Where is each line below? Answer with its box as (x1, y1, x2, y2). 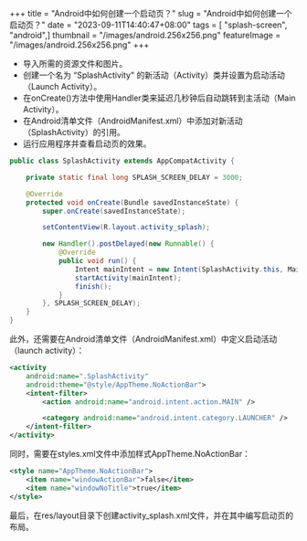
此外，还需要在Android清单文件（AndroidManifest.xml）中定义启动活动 (9, 334, 278, 345)
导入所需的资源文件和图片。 (22, 58, 128, 69)
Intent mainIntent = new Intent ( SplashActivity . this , (74, 264, 284, 274)
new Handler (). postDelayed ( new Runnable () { (42, 239, 215, 249)
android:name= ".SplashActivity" (26, 371, 149, 381)
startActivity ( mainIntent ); (74, 273, 182, 282)
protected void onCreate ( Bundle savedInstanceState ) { (26, 197, 239, 207)
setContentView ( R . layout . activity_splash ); (42, 223, 210, 232)
